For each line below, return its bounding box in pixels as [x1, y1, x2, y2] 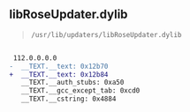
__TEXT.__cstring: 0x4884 [20, 94, 117, 104]
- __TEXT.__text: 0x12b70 [9, 62, 109, 71]
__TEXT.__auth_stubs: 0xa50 [20, 78, 125, 87]
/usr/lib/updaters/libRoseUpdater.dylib [30, 30, 182, 39]
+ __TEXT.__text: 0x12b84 [9, 70, 109, 78]
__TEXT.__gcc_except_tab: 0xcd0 [20, 86, 141, 95]
